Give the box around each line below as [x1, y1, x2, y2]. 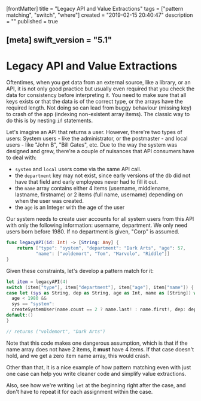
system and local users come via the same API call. [14, 166, 142, 173]
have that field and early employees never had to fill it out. [14, 178, 159, 186]
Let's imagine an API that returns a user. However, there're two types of [6, 129, 182, 136]
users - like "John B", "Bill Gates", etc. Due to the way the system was [6, 141, 178, 148]
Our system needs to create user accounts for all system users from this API [6, 215, 194, 223]
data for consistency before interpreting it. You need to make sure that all [6, 92, 187, 99]
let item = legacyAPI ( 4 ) [6, 278, 68, 285]
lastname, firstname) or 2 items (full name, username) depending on [14, 191, 184, 198]
